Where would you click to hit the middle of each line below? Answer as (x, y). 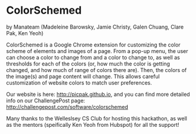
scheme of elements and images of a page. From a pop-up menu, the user (97, 51)
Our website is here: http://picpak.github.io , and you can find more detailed (98, 94)
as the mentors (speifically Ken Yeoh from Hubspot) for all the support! (93, 124)
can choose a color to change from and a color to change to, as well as (93, 57)
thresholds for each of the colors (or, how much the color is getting (88, 64)
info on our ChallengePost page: (46, 100)
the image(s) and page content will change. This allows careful (83, 76)
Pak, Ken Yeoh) (25, 33)
